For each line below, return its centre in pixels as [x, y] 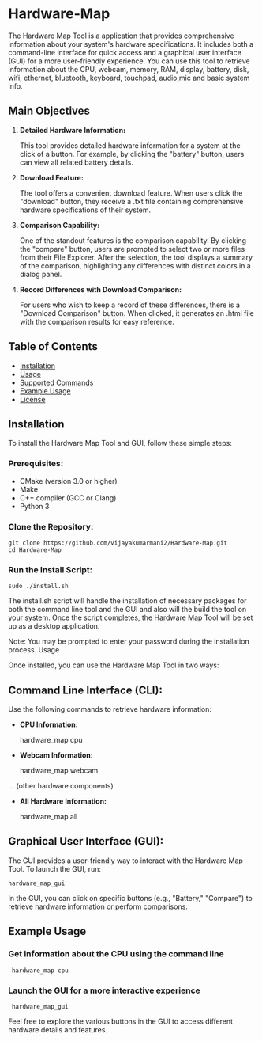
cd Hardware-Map [35, 550]
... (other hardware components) [61, 786]
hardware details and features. [58, 1029]
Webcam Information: [56, 755]
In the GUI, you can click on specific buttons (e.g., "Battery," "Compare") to [130, 898]
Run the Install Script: [51, 569]
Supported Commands [56, 382]
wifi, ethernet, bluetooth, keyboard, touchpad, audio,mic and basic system [129, 78]
